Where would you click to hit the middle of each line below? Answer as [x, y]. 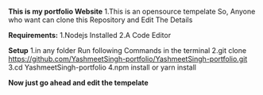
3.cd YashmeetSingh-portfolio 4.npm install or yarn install [102, 67]
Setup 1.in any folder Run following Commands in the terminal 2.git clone [128, 50]
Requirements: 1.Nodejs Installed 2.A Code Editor [90, 35]
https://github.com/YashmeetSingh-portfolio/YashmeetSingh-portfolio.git [128, 59]
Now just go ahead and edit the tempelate [78, 83]
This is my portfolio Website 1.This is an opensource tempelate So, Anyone [132, 11]
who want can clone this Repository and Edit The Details [101, 20]
